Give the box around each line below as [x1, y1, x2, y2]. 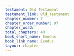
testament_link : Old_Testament [5, 12, 70, 17]
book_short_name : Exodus [5, 35, 56, 39]
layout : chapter [5, 43, 38, 48]
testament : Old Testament [5, 7, 58, 12]
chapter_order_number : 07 [5, 20, 58, 26]
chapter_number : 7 [5, 16, 43, 21]
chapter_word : [5, 25, 35, 30]
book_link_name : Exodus [5, 39, 54, 44]
